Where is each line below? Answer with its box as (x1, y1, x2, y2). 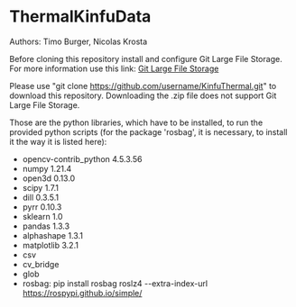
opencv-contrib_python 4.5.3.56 (22, 153, 143, 164)
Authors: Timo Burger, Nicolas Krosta (9, 36, 148, 47)
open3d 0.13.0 (22, 173, 76, 184)
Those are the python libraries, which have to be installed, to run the (9, 117, 264, 128)
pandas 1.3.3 (22, 221, 70, 231)
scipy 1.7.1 (22, 182, 59, 193)
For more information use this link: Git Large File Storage (9, 63, 219, 74)
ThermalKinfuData (9, 6, 152, 27)
